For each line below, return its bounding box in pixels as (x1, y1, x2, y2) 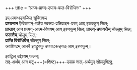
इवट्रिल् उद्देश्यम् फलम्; (5, 53, 39, 59)
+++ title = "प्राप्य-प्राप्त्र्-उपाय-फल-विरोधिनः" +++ (5, 5, 92, 11)
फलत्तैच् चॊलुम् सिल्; (5, 32, 37, 38)
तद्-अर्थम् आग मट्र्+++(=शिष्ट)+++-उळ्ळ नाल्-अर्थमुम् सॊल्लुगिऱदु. (5, 59, 114, 65)
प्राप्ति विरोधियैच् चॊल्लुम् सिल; (5, 38, 50, 43)
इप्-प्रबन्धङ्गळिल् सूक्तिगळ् (5, 15, 47, 21)
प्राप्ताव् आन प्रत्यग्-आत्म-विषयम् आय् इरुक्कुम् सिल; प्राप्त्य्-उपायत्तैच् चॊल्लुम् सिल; (5, 26, 132, 32)
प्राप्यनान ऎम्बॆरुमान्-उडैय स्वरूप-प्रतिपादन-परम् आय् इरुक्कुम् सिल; (5, 21, 109, 26)
